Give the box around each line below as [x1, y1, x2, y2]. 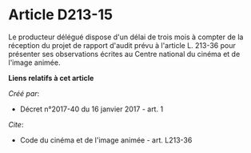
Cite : [8, 119, 24, 129]
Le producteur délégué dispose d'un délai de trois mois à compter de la [8, 32, 244, 42]
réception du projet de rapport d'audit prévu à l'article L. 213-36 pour [8, 40, 236, 50]
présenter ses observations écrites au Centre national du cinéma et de [8, 49, 241, 58]
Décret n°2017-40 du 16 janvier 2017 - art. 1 [19, 104, 164, 114]
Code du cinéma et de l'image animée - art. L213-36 [19, 135, 193, 145]
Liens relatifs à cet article [8, 73, 94, 83]
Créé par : [8, 88, 40, 98]
